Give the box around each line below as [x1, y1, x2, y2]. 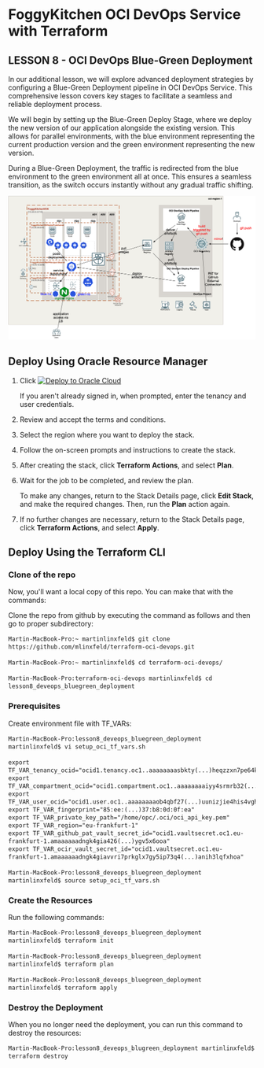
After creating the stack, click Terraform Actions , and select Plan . [19, 460, 234, 470]
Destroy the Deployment [8, 1002, 104, 1013]
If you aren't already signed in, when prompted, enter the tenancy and [19, 391, 247, 401]
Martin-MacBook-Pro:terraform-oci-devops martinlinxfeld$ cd [8, 674, 213, 682]
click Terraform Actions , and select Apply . [19, 523, 159, 532]
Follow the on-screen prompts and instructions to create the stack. [19, 445, 236, 454]
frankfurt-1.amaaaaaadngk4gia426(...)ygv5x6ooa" [8, 837, 170, 845]
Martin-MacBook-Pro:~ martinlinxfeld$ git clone [8, 635, 170, 643]
